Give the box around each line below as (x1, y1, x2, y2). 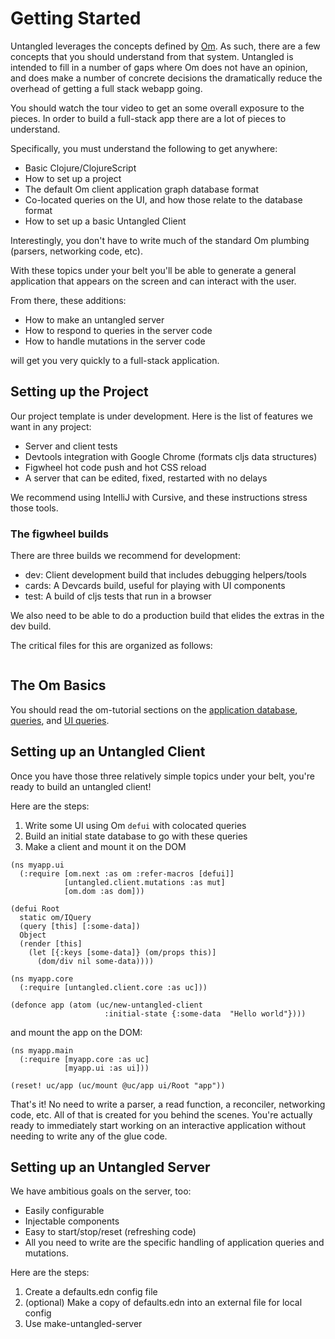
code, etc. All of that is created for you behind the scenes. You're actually (10, 1108, 313, 1121)
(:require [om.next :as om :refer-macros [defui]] (19, 868, 235, 879)
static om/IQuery (19, 912, 92, 922)
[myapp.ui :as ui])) (63, 1063, 150, 1073)
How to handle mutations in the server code (24, 335, 206, 347)
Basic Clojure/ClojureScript (24, 162, 137, 174)
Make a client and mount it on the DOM (24, 840, 187, 852)
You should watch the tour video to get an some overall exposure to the (10, 102, 305, 114)
